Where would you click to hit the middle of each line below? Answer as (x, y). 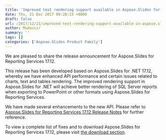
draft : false (19, 19)
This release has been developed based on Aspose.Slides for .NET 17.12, (79, 71)
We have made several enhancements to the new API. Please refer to (75, 106)
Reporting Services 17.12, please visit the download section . (65, 132)
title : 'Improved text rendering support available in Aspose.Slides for (83, 10)
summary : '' (17, 33)
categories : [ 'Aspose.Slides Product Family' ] (54, 42)
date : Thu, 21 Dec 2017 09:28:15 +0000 (46, 14)
